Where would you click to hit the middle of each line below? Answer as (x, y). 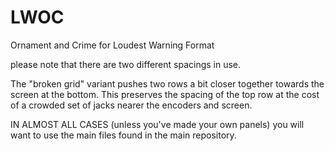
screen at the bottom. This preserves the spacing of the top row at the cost (165, 94)
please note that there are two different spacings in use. (126, 64)
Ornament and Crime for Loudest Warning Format (112, 45)
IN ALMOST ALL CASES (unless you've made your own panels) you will (157, 124)
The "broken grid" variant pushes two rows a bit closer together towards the (167, 83)
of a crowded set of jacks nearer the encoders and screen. (131, 105)
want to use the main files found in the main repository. (123, 135)
